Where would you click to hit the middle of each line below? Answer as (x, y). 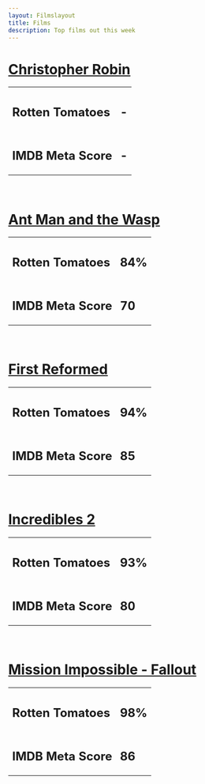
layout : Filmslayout (42, 15)
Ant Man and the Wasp (84, 219)
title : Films (30, 23)
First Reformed (58, 369)
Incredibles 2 (52, 520)
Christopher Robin (69, 69)
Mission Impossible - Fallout (102, 670)
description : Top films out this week (72, 30)
